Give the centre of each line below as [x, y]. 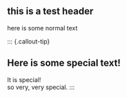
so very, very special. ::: [41, 87]
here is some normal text [42, 28]
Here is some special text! [64, 63]
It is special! [24, 79]
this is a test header [50, 11]
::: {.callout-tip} [29, 41]
